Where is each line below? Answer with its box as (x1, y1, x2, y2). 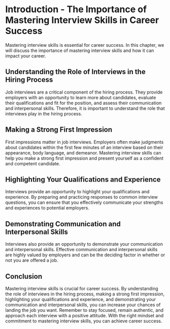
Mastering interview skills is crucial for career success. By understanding (5, 286, 158, 291)
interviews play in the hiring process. (5, 110, 82, 116)
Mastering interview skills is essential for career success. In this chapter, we (5, 42, 164, 48)
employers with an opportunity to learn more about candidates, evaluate (5, 94, 156, 100)
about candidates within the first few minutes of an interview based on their (5, 144, 163, 151)
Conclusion (5, 272, 43, 281)
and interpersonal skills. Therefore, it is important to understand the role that (5, 105, 165, 111)
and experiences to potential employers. (5, 205, 90, 211)
